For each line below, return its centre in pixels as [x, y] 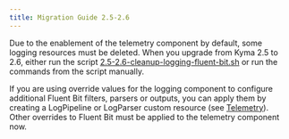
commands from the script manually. [77, 71]
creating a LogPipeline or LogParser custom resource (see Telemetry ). [139, 107]
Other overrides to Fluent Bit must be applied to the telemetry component [144, 117]
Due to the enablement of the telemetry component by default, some [136, 43]
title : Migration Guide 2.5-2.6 [69, 17]
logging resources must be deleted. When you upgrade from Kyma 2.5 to [144, 52]
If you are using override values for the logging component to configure [141, 88]
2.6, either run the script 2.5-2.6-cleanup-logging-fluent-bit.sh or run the [144, 61]
